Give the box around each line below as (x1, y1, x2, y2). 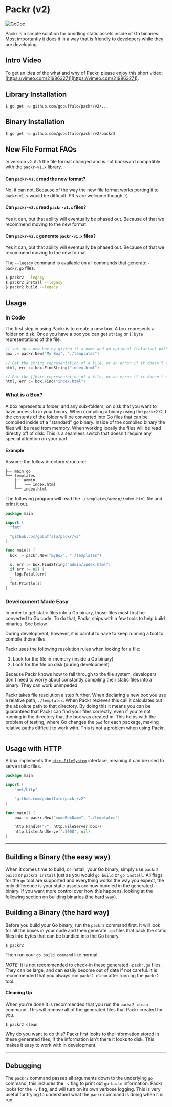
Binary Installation (5, 117, 65, 126)
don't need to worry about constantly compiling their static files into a (5, 676, 152, 683)
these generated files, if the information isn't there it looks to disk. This (5, 1036, 155, 1042)
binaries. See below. (5, 621, 48, 627)
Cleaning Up (5, 990, 32, 996)
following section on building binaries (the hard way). (5, 893, 118, 900)
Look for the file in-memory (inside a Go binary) (12, 655, 114, 662)
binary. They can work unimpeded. (5, 682, 79, 688)
